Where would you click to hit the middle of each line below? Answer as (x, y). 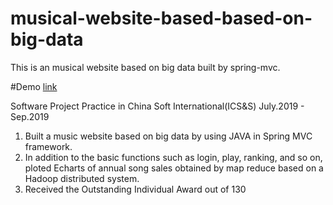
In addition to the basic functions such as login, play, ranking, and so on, (173, 157)
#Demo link (34, 86)
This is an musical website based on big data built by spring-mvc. (145, 67)
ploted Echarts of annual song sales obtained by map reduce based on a (174, 168)
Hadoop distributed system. (82, 178)
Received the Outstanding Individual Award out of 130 (135, 189)
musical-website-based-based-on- (161, 18)
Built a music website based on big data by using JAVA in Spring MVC (168, 136)
